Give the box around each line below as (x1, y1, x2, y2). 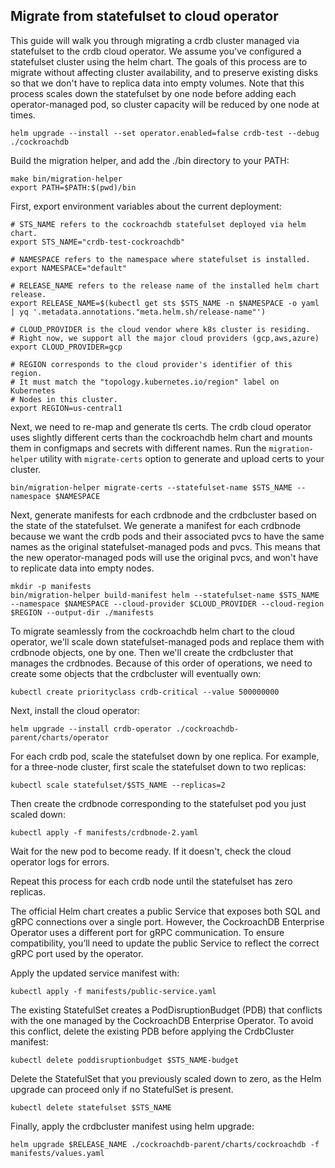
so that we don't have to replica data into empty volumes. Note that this (10, 77, 305, 89)
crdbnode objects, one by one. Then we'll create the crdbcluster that (10, 646, 294, 658)
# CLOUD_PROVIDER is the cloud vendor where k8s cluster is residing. (10, 324, 311, 334)
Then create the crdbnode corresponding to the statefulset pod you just (10, 797, 307, 809)
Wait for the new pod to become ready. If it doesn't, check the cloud (10, 845, 292, 857)
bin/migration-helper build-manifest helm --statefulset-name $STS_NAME (10, 590, 320, 600)
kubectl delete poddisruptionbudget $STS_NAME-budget (10, 1055, 240, 1065)
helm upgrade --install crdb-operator (10, 724, 172, 734)
